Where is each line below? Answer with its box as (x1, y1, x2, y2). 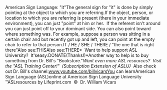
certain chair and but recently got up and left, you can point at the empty (5, 36, 155, 42)
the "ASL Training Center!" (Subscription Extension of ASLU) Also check (5, 63, 156, 69)
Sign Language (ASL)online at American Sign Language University (5, 74, 141, 79)
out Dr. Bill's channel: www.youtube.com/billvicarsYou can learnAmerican (5, 68, 155, 74)
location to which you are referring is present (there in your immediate (5, 15, 149, 21)
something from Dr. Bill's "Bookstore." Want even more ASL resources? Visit (5, 58, 161, 63)
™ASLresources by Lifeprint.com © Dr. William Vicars (5, 79, 116, 85)
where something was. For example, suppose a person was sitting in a (5, 31, 150, 37)
